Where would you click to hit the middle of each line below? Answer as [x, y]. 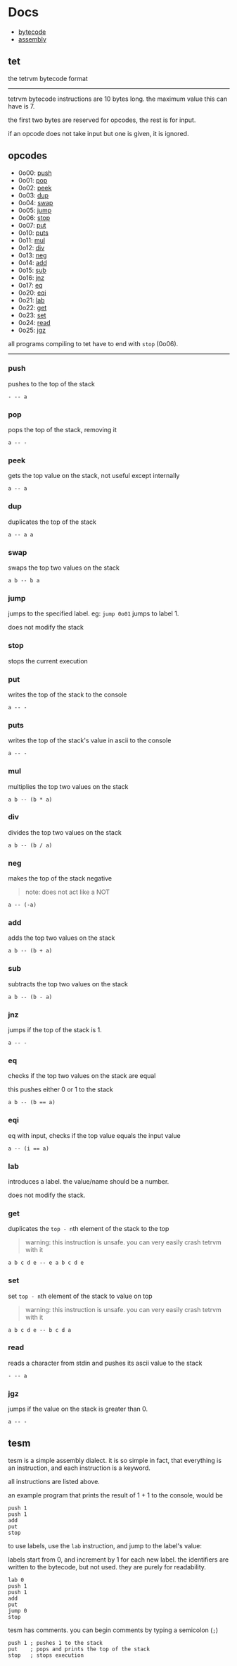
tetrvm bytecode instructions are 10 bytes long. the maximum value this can [118, 99]
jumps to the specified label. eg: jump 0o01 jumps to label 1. [94, 613]
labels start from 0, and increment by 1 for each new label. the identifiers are [118, 1560]
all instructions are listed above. [54, 1481]
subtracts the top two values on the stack [68, 984]
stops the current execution [48, 661]
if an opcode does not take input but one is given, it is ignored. [98, 133]
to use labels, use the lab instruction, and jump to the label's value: [105, 1545]
